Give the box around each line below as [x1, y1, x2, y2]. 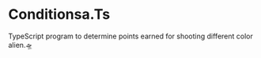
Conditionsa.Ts [8, 5, 111, 24]
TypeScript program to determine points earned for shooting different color [8, 31, 253, 41]
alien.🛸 [8, 40, 33, 49]
